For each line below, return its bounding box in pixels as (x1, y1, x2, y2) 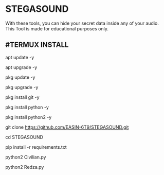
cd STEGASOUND (5, 134, 44, 140)
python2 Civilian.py (5, 154, 46, 160)
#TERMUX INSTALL (5, 41, 69, 49)
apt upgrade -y (5, 64, 38, 70)
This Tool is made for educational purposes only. (5, 25, 109, 31)
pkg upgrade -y (5, 84, 39, 90)
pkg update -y (5, 74, 35, 80)
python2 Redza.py (5, 164, 44, 170)
